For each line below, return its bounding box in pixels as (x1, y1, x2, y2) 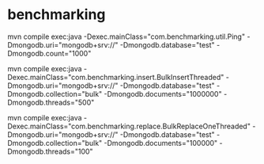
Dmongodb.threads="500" (7, 97, 95, 107)
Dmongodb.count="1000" (7, 48, 92, 58)
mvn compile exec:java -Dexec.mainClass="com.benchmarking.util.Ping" (7, 32, 246, 41)
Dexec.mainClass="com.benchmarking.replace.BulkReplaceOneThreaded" (7, 121, 251, 131)
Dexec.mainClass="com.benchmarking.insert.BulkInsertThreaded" (7, 72, 224, 82)
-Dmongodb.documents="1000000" (104, 89, 222, 98)
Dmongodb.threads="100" (7, 147, 93, 156)
